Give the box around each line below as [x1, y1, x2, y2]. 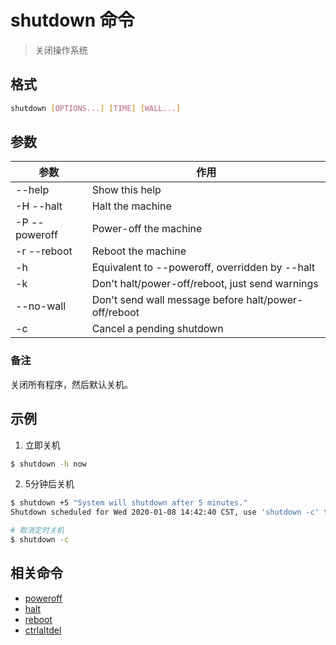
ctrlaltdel [24, 624, 62, 636]
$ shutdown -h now [10, 459, 87, 469]
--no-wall [15, 299, 66, 313]
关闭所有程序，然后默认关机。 [10, 378, 133, 390]
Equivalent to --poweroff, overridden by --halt [91, 261, 316, 275]
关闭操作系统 [34, 44, 88, 56]
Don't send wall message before [91, 293, 244, 307]
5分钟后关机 [24, 478, 75, 490]
